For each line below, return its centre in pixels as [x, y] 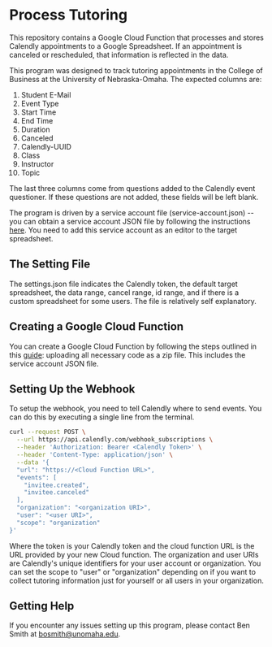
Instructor [37, 163]
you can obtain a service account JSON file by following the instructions [130, 221]
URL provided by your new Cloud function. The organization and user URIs [134, 554]
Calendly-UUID [46, 146]
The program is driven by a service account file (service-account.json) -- [132, 212]
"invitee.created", [57, 485]
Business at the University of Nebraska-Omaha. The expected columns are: [136, 79]
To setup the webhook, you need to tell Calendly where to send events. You [136, 409]
